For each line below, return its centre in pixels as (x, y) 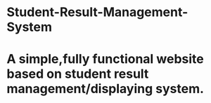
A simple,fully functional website (105, 59)
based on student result (78, 74)
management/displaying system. (105, 89)
